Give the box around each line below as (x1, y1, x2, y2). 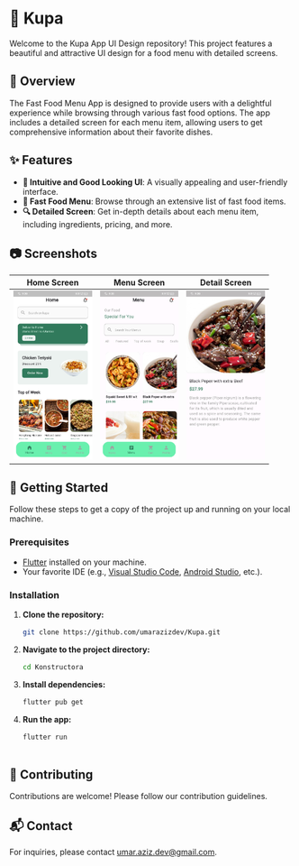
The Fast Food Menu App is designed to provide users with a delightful (9, 97, 272, 108)
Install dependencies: (22, 678, 106, 689)
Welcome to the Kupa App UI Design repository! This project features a (9, 38, 273, 49)
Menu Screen (113, 277, 165, 288)
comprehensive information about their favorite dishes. (9, 126, 213, 137)
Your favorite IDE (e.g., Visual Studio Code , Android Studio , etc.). (22, 566, 263, 576)
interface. (22, 186, 59, 197)
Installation (9, 588, 60, 601)
